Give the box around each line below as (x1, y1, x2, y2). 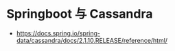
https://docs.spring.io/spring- (16, 29, 101, 37)
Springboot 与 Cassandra (6, 6, 153, 22)
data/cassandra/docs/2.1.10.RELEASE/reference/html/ (16, 36, 168, 44)
